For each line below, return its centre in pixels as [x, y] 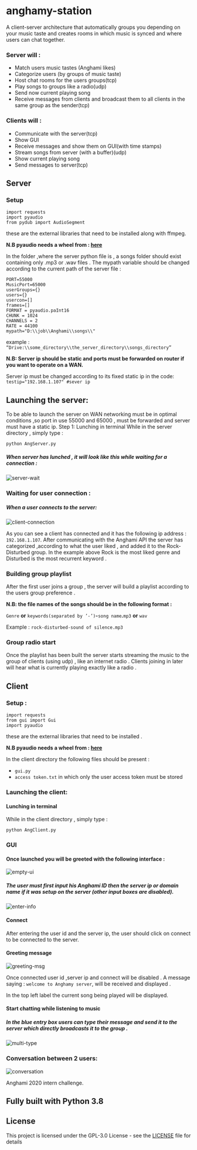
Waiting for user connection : [48, 493]
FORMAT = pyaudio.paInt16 [38, 310]
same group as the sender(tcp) [52, 105]
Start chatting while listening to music [53, 1009]
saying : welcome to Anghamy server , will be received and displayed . [89, 984]
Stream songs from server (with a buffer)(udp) [71, 152]
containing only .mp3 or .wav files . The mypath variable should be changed [98, 263]
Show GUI [27, 140]
